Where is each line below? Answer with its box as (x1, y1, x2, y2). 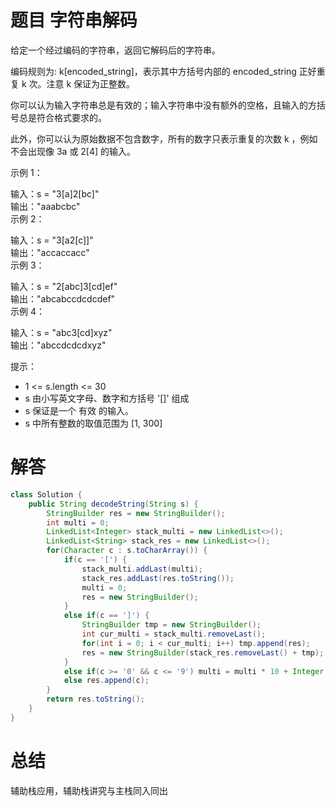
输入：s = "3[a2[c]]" (10, 234, 94, 246)
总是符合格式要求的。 (18, 111, 107, 123)
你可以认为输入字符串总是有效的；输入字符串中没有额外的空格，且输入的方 (10, 99, 317, 111)
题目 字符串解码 (10, 9, 138, 32)
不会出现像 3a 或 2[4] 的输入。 (10, 145, 137, 157)
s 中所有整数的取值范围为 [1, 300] (24, 417, 163, 429)
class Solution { (10, 489, 83, 500)
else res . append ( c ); (63, 676, 150, 686)
